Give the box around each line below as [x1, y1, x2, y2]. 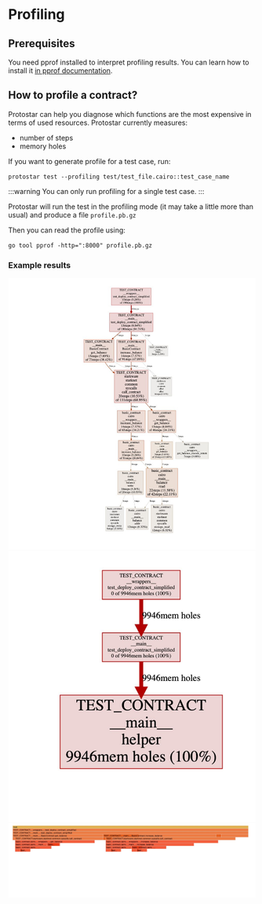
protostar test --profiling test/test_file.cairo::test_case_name [8, 173, 230, 181]
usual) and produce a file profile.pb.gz [8, 210, 136, 219]
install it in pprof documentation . [8, 66, 113, 75]
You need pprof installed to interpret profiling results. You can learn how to [8, 57, 249, 67]
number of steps [19, 133, 74, 142]
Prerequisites [8, 37, 75, 50]
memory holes [19, 141, 67, 151]
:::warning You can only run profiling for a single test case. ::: [8, 186, 205, 196]
